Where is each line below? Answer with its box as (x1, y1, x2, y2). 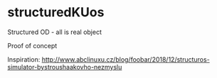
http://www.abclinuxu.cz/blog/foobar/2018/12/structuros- (41, 55, 210, 64)
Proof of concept (7, 41, 58, 50)
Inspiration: (7, 55, 41, 64)
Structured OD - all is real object (7, 28, 102, 36)
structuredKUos (7, 4, 105, 21)
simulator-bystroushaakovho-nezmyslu (7, 62, 122, 71)
